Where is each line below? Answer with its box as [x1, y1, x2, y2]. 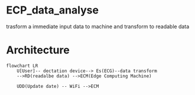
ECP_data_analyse [6, 4, 99, 17]
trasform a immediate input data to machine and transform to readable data [6, 23, 190, 30]
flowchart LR [6, 63, 38, 69]
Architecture [6, 43, 70, 57]
